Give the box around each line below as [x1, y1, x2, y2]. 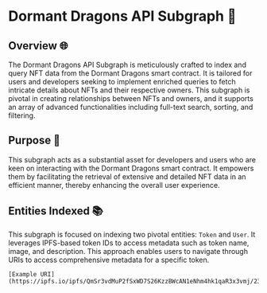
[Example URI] [8, 270, 56, 278]
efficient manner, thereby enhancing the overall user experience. [8, 180, 220, 189]
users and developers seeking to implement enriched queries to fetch [8, 77, 236, 86]
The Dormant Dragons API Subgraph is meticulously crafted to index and [8, 60, 246, 69]
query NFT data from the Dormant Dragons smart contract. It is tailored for [8, 68, 253, 78]
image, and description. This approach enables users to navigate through [8, 246, 249, 256]
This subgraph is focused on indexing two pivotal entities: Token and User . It [8, 229, 256, 239]
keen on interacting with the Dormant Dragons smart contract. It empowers [8, 163, 254, 173]
